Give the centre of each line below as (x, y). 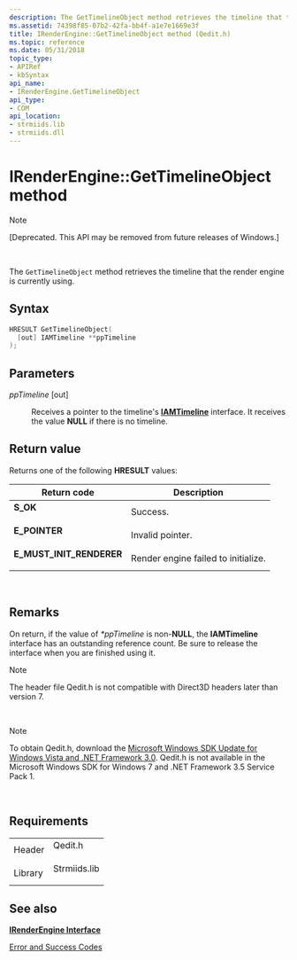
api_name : (27, 83)
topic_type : (31, 59)
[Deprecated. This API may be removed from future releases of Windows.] (145, 237)
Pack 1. (22, 776)
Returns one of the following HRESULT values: (94, 470)
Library (28, 872)
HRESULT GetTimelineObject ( (61, 329)
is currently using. (42, 281)
